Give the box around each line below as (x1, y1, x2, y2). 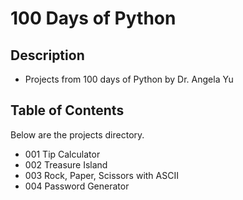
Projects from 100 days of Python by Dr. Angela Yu (24, 73, 234, 85)
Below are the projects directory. (10, 128, 145, 141)
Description (10, 47, 85, 64)
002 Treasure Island (24, 158, 108, 171)
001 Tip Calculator (24, 148, 101, 160)
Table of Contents (10, 102, 125, 119)
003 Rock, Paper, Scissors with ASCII (24, 169, 179, 181)
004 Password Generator (24, 180, 130, 192)
